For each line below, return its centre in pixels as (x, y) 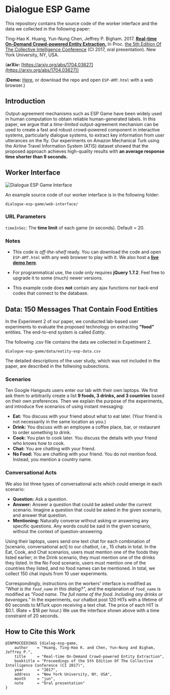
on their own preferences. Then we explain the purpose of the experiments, (84, 401)
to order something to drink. (42, 433)
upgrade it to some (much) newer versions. (58, 278)
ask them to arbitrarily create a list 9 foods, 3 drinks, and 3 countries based (85, 396)
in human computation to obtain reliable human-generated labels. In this (81, 119)
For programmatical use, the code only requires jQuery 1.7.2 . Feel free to (89, 273)
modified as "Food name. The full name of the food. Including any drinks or (84, 594)
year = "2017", (36, 670)
